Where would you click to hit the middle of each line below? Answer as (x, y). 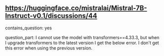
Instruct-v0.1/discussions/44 (51, 16)
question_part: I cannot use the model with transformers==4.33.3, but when (82, 37)
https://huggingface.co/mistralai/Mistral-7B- (76, 8)
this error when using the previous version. (49, 48)
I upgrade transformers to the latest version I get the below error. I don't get (82, 43)
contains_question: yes (28, 28)
